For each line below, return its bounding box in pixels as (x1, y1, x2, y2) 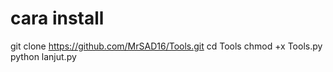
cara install (10, 7, 105, 30)
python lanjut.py (10, 50, 77, 62)
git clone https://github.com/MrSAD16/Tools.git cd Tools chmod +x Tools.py (10, 40, 323, 52)
